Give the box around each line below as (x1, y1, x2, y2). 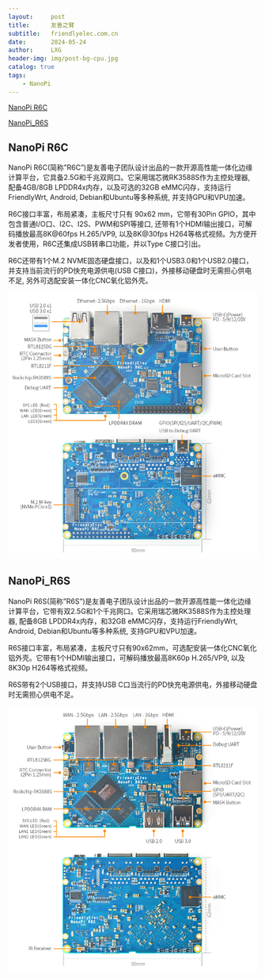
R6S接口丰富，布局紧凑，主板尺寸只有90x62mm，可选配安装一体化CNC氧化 (8, 643, 257, 652)
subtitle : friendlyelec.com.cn (8, 29, 119, 37)
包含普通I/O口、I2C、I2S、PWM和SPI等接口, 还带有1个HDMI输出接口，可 (8, 219, 245, 229)
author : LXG (8, 46, 62, 55)
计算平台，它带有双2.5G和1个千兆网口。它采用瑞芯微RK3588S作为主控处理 (8, 606, 252, 616)
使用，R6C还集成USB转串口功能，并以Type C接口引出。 (21, 239, 206, 249)
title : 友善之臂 (8, 21, 75, 29)
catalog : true (8, 63, 55, 71)
